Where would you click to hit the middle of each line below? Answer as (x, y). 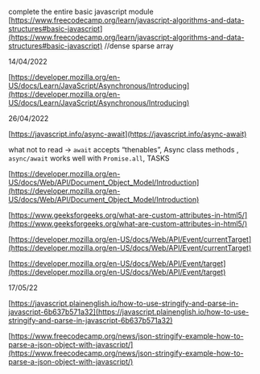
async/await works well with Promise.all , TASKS (89, 158)
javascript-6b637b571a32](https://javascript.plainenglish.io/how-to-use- (129, 312)
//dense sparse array (139, 46)
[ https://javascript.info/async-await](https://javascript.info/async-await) (128, 134)
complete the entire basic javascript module (81, 12)
